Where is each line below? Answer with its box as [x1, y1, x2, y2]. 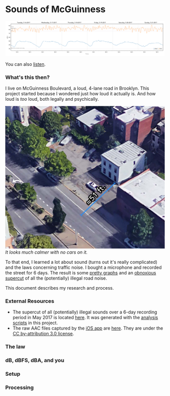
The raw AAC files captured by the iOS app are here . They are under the [12, 325, 163, 331]
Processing [5, 384, 34, 391]
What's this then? [5, 73, 50, 81]
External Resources [5, 297, 55, 304]
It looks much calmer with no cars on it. [5, 249, 88, 255]
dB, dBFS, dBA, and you [5, 357, 65, 364]
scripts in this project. [12, 320, 58, 326]
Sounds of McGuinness [5, 4, 106, 15]
